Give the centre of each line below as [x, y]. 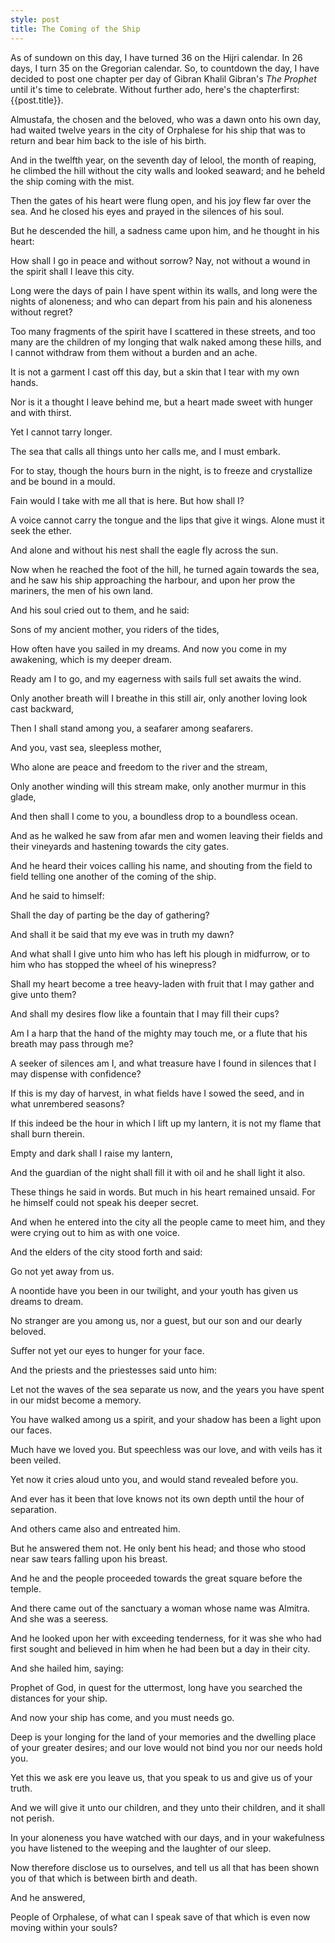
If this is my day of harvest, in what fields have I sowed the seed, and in [157, 1093]
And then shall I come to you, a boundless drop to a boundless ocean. [154, 816]
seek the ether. [41, 530]
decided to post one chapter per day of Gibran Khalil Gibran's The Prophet [163, 78]
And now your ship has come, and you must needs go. [122, 1717]
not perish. [32, 1818]
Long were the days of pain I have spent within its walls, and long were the [164, 290]
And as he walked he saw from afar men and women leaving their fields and [166, 835]
